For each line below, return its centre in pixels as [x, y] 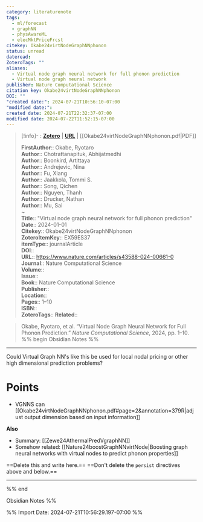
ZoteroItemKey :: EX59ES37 [56, 238]
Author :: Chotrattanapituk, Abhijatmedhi [71, 154]
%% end [17, 489]
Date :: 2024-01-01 [44, 225]
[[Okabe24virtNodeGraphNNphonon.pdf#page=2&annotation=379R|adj [105, 411]
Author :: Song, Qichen [49, 186]
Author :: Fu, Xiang [44, 174]
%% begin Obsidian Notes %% [60, 339]
